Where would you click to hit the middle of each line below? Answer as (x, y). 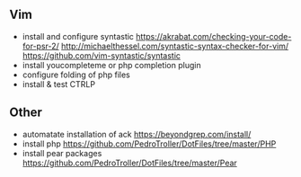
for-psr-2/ (41, 46)
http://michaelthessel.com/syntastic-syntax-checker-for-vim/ (175, 46)
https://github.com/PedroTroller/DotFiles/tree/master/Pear (130, 163)
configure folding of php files (76, 75)
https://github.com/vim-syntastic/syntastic (102, 55)
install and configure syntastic (78, 36)
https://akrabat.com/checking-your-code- (214, 36)
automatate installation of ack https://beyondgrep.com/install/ (137, 134)
